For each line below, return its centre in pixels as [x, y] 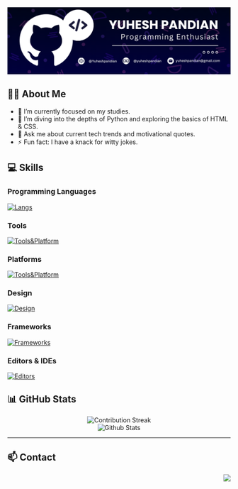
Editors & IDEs [32, 361]
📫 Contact [32, 457]
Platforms [25, 259]
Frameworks [29, 327]
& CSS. [28, 126]
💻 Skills [25, 168]
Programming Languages [52, 192]
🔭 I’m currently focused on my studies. [74, 111]
